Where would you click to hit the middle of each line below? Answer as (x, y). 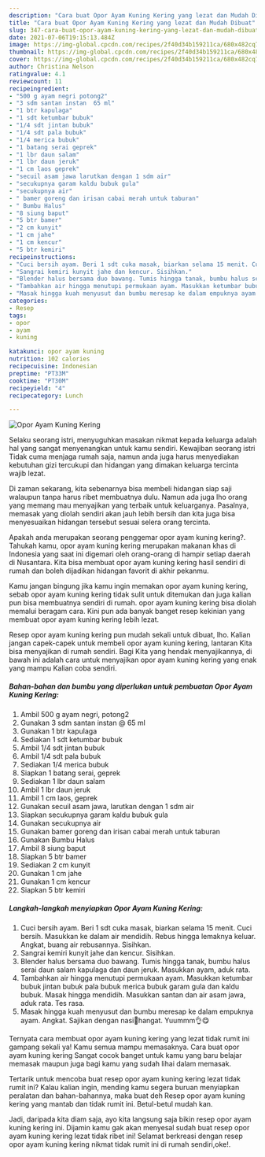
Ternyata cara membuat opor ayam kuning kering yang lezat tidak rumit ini (129, 1039)
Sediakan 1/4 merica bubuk (64, 765)
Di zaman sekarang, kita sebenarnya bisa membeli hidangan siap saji (121, 489)
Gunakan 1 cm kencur (55, 882)
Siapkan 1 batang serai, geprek (70, 773)
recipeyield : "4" (37, 388)
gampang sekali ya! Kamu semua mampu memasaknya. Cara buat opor (124, 1047)
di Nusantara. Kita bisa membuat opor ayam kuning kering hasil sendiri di (127, 563)
